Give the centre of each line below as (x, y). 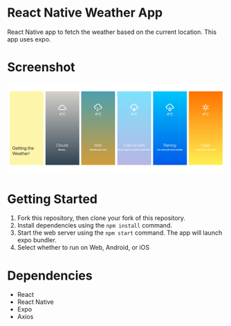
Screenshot (41, 67)
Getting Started (53, 199)
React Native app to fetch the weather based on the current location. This (112, 32)
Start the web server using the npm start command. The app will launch (120, 233)
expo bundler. (37, 240)
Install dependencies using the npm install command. (95, 226)
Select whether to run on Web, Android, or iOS (83, 248)
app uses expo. (29, 39)
